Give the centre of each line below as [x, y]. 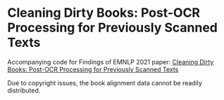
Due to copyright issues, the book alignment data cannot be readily [105, 83]
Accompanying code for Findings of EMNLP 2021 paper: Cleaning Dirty [111, 62]
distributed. [24, 90]
